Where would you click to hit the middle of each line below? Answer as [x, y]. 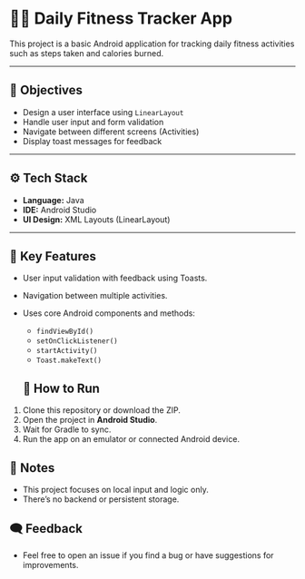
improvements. [50, 564]
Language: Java [53, 200]
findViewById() [64, 332]
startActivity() [67, 351]
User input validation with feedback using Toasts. [115, 278]
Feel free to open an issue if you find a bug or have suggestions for [148, 555]
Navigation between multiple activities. [95, 296]
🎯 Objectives [46, 90]
